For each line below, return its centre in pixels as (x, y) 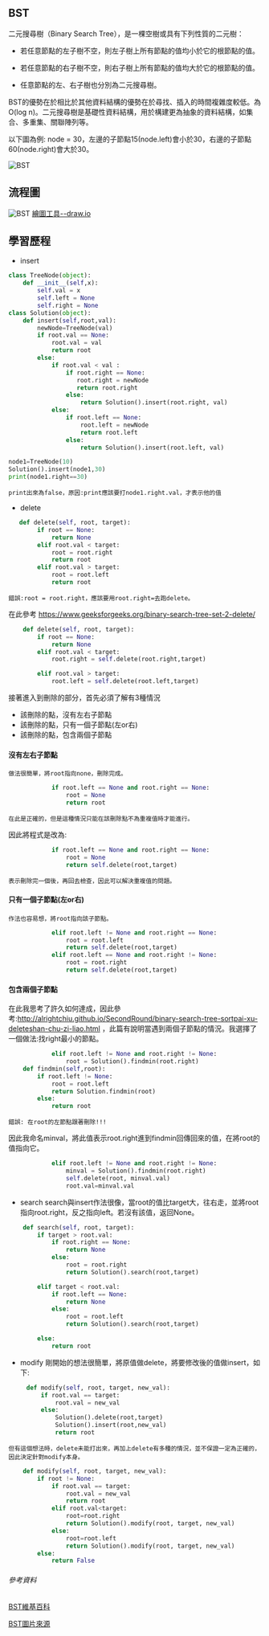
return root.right (107, 388)
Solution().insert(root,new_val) (111, 1425)
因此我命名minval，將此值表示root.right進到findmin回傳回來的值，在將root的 (134, 1138)
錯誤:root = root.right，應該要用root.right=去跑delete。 (101, 598)
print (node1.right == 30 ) (48, 477)
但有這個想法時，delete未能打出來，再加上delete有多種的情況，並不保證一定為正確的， (134, 1448)
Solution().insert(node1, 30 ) (57, 469)
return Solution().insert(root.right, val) (154, 403)
